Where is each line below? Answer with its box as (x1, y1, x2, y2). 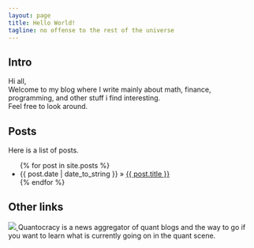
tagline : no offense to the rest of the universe (8, 26, 175, 34)
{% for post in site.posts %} (19, 161, 110, 170)
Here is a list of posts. (8, 145, 79, 155)
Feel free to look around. (8, 102, 88, 111)
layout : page (8, 11, 51, 20)
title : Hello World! (8, 19, 77, 27)
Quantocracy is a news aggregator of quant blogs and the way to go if (17, 222, 246, 231)
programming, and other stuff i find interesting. (8, 93, 161, 103)
